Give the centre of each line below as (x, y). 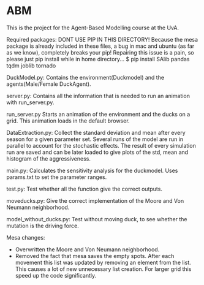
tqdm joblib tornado (31, 66)
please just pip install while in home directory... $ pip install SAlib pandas (98, 59)
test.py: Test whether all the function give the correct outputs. (84, 189)
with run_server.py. (30, 102)
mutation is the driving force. (43, 226)
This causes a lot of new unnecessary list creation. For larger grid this (103, 269)
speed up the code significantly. (56, 275)
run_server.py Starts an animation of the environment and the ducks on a (98, 114)
